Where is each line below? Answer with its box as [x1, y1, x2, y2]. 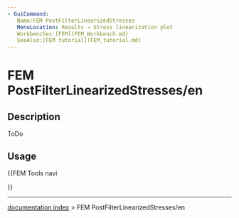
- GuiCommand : [7, 10, 50, 18]
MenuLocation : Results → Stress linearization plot [16, 23, 174, 31]
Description [7, 111, 60, 123]
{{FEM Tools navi [7, 168, 58, 178]
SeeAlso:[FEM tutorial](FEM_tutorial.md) [16, 37, 142, 44]
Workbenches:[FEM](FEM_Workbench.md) [16, 30, 129, 38]
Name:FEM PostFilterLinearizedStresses [16, 17, 135, 24]
